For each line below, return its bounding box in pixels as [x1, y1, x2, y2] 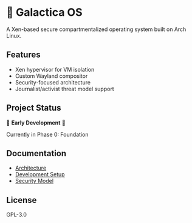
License [6, 194, 37, 205]
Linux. [6, 32, 22, 39]
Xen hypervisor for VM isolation [15, 66, 95, 73]
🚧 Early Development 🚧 [6, 118, 66, 126]
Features [6, 50, 41, 60]
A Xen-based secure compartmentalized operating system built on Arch [6, 26, 187, 33]
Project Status [6, 103, 62, 113]
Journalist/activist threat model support [15, 85, 114, 92]
